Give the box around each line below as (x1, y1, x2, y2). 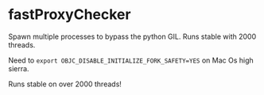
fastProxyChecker (8, 6, 131, 24)
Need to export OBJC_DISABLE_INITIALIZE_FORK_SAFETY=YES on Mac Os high (8, 55, 254, 65)
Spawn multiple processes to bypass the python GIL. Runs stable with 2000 (8, 32, 257, 41)
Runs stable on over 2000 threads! (8, 79, 122, 89)
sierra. (8, 63, 29, 73)
